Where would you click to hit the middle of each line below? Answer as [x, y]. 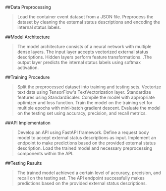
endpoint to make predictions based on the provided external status [86, 143]
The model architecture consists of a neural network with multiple [84, 46]
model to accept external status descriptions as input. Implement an [87, 138]
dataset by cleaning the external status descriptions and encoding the [88, 22]
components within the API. [45, 154]
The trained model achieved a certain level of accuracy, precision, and [89, 173]
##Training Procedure [28, 77]
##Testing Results [24, 163]
